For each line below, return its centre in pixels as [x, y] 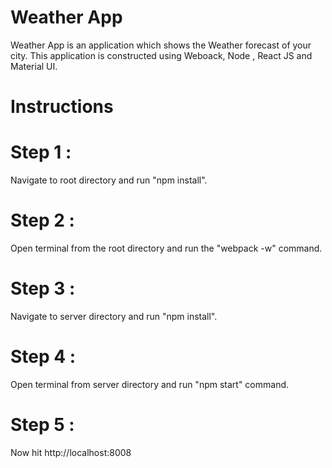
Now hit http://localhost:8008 [71, 452]
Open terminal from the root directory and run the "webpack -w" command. [166, 248]
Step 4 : [43, 357]
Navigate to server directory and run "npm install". [114, 316]
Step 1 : [41, 152]
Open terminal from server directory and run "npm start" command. [150, 384]
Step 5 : [42, 425]
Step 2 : [42, 220]
